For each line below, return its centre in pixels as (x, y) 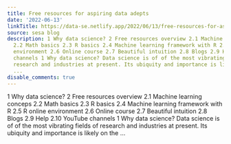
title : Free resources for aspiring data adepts (78, 13)
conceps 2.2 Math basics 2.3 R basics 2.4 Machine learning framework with (115, 104)
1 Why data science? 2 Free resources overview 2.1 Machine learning (105, 97)
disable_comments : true (41, 77)
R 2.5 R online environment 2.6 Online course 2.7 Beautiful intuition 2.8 (107, 111)
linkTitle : (23, 26)
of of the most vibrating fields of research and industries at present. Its (107, 126)
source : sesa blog (33, 33)
